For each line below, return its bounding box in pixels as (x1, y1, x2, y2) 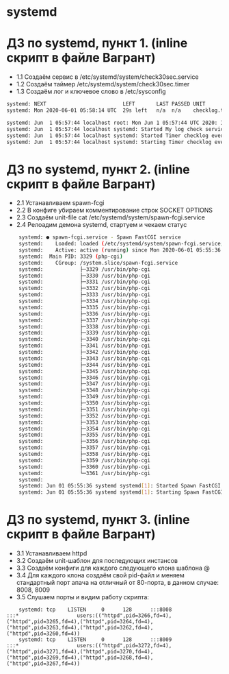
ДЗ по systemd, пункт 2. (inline (6, 162, 190, 177)
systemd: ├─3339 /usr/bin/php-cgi (18, 330, 151, 337)
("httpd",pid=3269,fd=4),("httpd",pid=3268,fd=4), (6, 654, 154, 662)
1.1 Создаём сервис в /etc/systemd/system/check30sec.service (16, 73, 199, 81)
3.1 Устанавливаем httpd (16, 549, 87, 557)
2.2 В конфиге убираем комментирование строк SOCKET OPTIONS (16, 206, 213, 215)
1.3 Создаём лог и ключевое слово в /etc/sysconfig (16, 87, 166, 96)
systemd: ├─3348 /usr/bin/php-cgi (18, 387, 151, 394)
